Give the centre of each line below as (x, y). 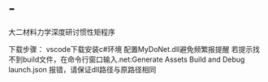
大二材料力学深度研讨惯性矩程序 (62, 32)
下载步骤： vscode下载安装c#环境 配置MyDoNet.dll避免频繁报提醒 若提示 (131, 49)
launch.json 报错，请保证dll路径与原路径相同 (82, 69)
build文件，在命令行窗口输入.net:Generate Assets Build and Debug (134, 59)
